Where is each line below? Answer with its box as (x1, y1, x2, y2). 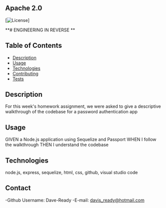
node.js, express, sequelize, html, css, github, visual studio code (5, 170, 138, 176)
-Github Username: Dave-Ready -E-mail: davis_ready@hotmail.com (5, 197, 145, 203)
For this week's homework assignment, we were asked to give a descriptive (5, 103, 161, 109)
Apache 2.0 (5, 4, 42, 12)
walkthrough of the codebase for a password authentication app (5, 109, 138, 115)
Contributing (12, 70, 38, 76)
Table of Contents (5, 41, 62, 50)
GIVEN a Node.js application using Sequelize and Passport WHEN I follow (5, 137, 156, 143)
